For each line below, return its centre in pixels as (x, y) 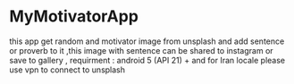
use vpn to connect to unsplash (67, 70)
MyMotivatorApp (74, 17)
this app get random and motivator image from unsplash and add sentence (147, 41)
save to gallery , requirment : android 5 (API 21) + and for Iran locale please (147, 60)
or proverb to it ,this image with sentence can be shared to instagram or (142, 50)
